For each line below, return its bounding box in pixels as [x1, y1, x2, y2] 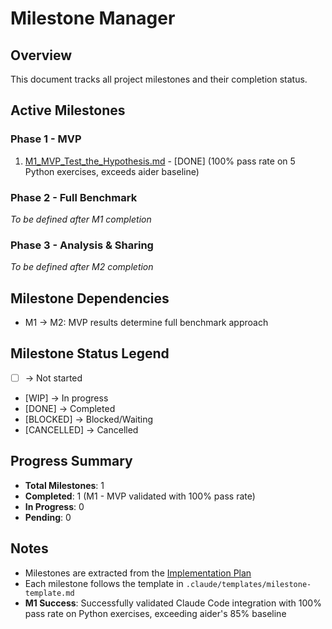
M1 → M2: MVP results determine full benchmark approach [24, 317, 269, 329]
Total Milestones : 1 [24, 479, 105, 491]
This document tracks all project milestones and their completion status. [10, 73, 308, 85]
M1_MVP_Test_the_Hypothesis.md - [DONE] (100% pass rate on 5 [24, 155, 296, 167]
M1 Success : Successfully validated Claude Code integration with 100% [24, 597, 322, 609]
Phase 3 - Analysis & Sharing [10, 238, 154, 252]
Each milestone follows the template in [24, 577, 184, 589]
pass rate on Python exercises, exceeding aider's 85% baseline [24, 607, 287, 619]
